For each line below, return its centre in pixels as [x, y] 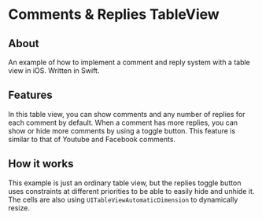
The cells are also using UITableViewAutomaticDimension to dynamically [123, 199]
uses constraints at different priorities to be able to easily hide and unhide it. [131, 191]
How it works [41, 164]
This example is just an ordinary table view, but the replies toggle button [125, 183]
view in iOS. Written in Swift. [54, 71]
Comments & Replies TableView [114, 15]
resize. [19, 208]
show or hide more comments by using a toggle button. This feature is [122, 130]
